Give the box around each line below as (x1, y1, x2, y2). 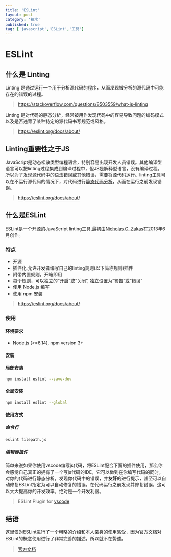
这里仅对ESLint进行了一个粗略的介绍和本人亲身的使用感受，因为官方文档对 (5, 529, 162, 535)
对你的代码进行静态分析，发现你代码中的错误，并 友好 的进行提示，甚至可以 (5, 475, 162, 481)
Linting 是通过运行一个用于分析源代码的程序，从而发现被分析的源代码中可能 (5, 85, 164, 91)
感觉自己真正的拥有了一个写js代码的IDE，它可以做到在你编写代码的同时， (9, 469, 164, 475)
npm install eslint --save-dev (5, 376, 72, 382)
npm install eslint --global (5, 400, 67, 405)
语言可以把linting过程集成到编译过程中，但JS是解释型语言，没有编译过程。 (5, 165, 162, 171)
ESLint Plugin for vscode (17, 498, 70, 504)
